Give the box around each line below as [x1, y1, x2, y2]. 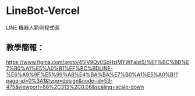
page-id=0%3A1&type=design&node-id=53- [6, 77, 113, 84]
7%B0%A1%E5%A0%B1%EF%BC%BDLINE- [6, 65, 114, 72]
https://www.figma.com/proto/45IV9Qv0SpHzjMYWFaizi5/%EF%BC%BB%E [6, 58, 190, 65]
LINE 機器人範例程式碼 [6, 24, 60, 31]
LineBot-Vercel [6, 4, 80, 17]
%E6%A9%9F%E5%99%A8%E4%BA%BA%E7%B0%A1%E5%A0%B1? [6, 71, 179, 78]
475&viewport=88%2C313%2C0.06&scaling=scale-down [6, 83, 144, 90]
